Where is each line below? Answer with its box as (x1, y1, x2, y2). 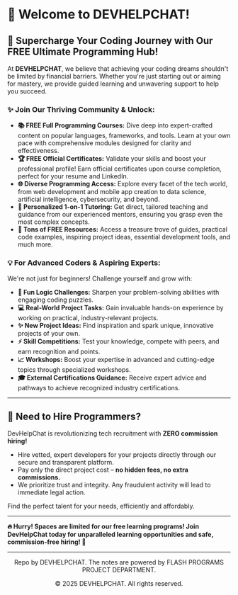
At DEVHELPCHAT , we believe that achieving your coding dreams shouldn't (7, 64, 229, 73)
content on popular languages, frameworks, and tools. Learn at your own (17, 131, 231, 140)
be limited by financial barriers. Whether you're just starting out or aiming (7, 72, 221, 80)
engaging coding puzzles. (17, 295, 93, 304)
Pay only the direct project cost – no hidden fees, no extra (17, 465, 189, 474)
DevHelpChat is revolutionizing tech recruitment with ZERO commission (7, 429, 218, 438)
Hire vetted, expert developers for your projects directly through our (17, 450, 217, 459)
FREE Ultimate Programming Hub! (7, 45, 159, 57)
